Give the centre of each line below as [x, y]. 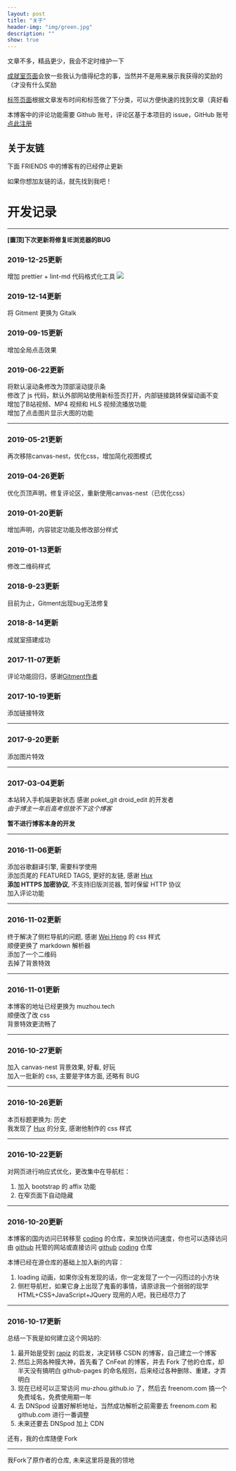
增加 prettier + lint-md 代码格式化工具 [61, 276]
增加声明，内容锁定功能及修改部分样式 [63, 529]
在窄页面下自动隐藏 [45, 1195]
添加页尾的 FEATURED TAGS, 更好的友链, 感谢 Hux [80, 875]
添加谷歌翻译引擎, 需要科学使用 [52, 867]
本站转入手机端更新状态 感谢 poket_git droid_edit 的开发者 [91, 800]
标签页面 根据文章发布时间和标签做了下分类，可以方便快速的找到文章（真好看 [118, 100]
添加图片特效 [26, 756]
